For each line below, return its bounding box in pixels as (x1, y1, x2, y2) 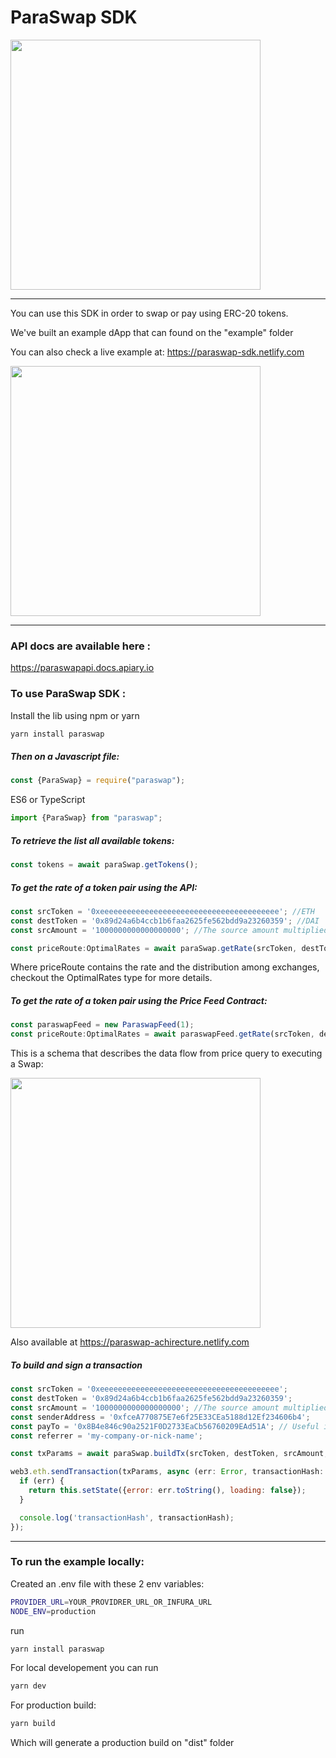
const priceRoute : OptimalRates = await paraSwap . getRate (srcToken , (10, 943, 298, 953)
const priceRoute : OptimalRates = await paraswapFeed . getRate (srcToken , (10, 1029, 315, 1040)
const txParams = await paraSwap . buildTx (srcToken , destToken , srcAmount (10, 1449, 325, 1459)
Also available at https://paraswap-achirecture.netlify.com (10, 1336, 250, 1348)
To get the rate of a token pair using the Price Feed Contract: (10, 995, 268, 1007)
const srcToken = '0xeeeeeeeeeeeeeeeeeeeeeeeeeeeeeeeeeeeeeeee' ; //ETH (10, 906, 315, 916)
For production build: (10, 1699, 97, 1711)
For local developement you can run (10, 1662, 159, 1674)
